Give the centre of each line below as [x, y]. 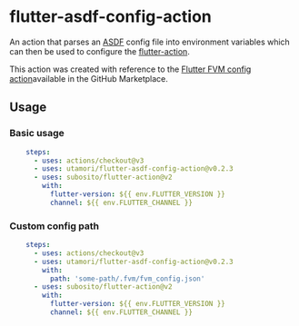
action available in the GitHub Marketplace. [89, 78]
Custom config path [55, 226]
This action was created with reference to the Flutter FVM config [130, 69]
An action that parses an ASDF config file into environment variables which [150, 42]
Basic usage [37, 133]
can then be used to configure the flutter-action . [100, 51]
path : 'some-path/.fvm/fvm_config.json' [127, 279]
